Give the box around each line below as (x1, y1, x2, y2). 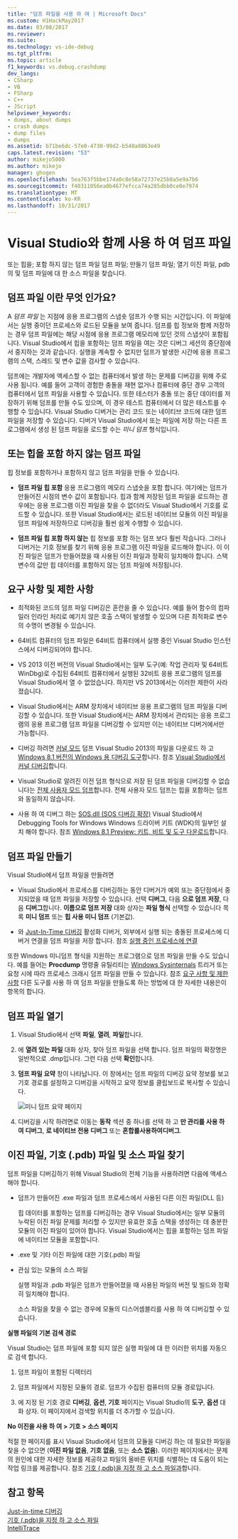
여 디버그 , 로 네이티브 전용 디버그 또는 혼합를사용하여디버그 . (17, 1126, 182, 1135)
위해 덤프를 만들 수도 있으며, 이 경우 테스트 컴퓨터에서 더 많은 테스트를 (26, 398, 220, 406)
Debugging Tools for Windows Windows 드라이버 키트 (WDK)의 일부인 (17, 819, 220, 827)
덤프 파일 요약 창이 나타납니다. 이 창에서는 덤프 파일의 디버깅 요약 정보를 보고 (17, 1069, 229, 1078)
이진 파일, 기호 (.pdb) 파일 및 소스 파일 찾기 (7, 1149, 185, 1161)
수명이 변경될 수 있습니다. (25, 621, 96, 630)
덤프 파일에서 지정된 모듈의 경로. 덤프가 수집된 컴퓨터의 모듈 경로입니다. (17, 1382, 215, 1391)
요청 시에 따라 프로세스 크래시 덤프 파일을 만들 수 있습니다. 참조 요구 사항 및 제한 (7, 969, 229, 978)
